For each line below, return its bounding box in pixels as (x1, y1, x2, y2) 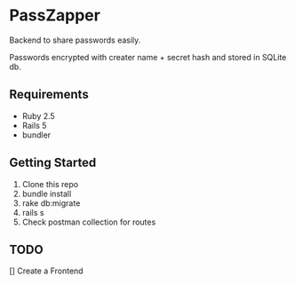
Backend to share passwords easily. (9, 35, 141, 45)
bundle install (21, 188, 72, 199)
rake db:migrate (21, 197, 81, 209)
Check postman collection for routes (21, 217, 156, 227)
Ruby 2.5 (21, 110, 55, 121)
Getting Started (9, 155, 97, 170)
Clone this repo (21, 178, 78, 189)
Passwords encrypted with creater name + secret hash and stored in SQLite (9, 51, 287, 62)
